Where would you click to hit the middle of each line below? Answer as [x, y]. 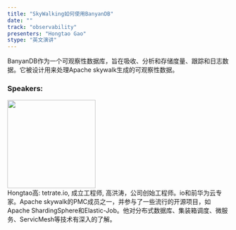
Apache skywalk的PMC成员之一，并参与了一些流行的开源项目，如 [115, 202]
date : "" [20, 20]
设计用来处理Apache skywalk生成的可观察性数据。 [105, 70]
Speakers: [25, 89]
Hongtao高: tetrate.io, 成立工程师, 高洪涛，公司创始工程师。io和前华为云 [112, 193]
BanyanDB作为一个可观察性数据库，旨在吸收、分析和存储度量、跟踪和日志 [115, 61]
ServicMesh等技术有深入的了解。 [68, 219]
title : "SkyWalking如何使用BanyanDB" [61, 14]
